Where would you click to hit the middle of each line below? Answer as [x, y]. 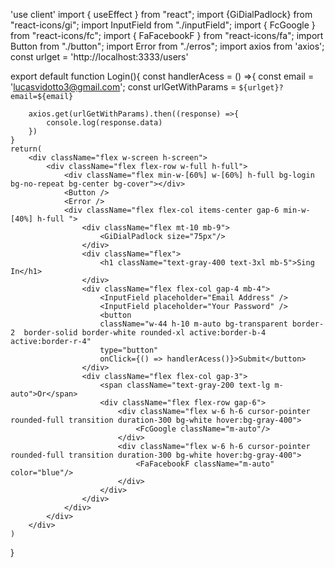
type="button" [129, 350]
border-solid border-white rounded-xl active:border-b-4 [145, 333]
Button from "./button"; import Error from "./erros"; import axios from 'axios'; [167, 46]
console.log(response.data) [104, 123]
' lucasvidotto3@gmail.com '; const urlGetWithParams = [123, 87]
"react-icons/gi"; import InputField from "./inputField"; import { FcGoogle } [163, 25]
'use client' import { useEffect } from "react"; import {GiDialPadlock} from [161, 14]
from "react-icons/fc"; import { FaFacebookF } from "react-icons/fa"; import [167, 35]
